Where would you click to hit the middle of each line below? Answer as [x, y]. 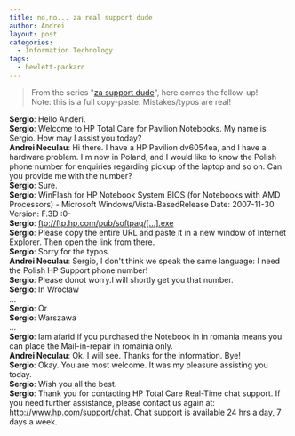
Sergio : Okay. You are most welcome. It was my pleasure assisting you [139, 365]
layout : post [33, 34]
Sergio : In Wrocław [44, 289]
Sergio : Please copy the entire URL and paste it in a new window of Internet [148, 232]
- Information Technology [65, 51]
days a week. [33, 421]
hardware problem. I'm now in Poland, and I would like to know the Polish [143, 157]
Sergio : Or [28, 308]
